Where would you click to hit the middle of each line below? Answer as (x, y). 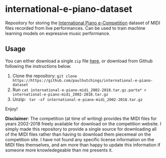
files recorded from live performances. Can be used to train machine (75, 28)
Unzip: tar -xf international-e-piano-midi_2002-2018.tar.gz (78, 99)
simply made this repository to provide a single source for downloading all (81, 129)
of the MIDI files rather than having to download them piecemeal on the (78, 134)
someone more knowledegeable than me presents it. (59, 150)
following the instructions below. (38, 66)
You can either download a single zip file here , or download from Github (79, 61)
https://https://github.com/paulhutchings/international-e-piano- (83, 80)
